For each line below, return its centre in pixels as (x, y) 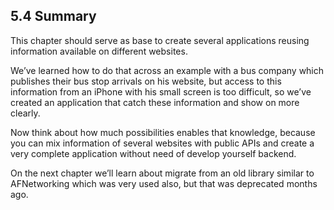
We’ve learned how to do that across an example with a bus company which (167, 70)
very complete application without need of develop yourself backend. (153, 153)
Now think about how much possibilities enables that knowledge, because (163, 132)
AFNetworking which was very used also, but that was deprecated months (164, 183)
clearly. (25, 113)
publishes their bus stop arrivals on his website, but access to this (146, 81)
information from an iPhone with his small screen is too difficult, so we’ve (161, 91)
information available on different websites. (99, 51)
